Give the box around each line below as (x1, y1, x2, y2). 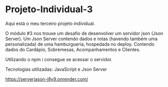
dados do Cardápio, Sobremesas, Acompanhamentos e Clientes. (5, 46, 141, 52)
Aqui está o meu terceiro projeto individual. (5, 20, 95, 26)
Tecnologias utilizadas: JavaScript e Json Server (5, 66, 108, 72)
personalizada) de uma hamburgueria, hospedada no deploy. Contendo (5, 41, 155, 47)
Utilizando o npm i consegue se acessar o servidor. (5, 56, 113, 62)
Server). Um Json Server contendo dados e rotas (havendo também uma (5, 36, 158, 42)
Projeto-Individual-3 (5, 4, 93, 15)
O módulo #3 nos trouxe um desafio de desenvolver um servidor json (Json (5, 30, 163, 36)
